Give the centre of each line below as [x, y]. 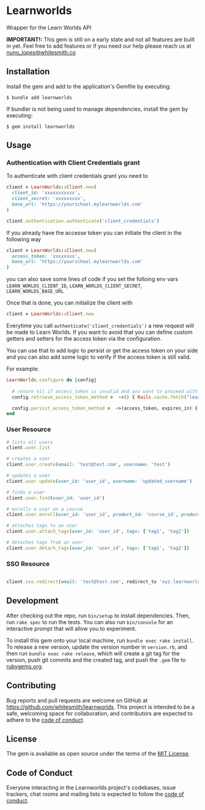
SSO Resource [28, 564]
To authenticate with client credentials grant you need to [77, 176]
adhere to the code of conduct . [45, 720]
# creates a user [28, 459]
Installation [28, 72]
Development [33, 601]
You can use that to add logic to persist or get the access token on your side [102, 351]
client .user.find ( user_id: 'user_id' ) [56, 498]
